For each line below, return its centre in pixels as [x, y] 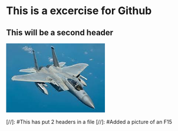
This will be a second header [60, 33]
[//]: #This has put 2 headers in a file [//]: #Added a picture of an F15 [89, 122]
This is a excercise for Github [79, 11]
